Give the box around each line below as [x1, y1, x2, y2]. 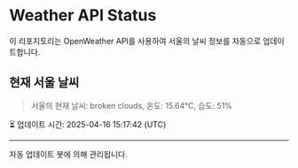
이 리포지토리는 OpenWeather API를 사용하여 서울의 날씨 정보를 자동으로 [9, 35, 262, 46]
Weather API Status [9, 5, 157, 26]
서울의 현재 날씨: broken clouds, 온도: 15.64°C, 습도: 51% [30, 100, 233, 111]
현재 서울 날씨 [9, 75, 80, 90]
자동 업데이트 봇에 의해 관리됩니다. [9, 149, 128, 159]
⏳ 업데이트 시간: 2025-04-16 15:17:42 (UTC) [9, 118, 167, 129]
